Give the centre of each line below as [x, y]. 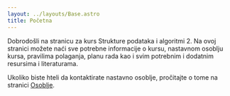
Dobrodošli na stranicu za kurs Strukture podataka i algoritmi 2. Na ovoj [112, 41]
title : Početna [30, 21]
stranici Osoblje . [31, 85]
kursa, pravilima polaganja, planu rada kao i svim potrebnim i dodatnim [111, 56]
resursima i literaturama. [43, 63]
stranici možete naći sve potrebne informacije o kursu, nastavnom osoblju [115, 48]
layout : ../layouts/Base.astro [54, 14]
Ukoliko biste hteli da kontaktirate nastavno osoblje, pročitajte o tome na [113, 77]
